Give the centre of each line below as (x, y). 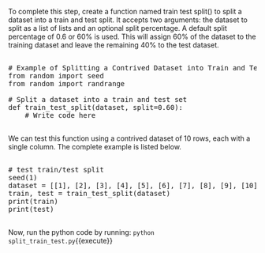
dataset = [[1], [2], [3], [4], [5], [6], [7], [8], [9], (123, 185)
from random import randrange (67, 83)
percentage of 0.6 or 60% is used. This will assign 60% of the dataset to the (132, 36)
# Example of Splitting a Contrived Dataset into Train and (127, 68)
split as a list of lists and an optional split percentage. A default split (118, 28)
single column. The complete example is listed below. (95, 147)
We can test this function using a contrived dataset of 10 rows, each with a (129, 138)
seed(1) (23, 177)
